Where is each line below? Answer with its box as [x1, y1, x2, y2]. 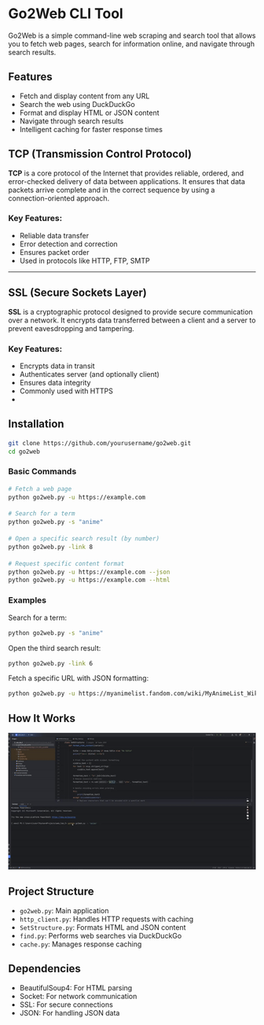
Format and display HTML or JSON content [19, 108, 159, 117]
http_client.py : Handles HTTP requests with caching [19, 914, 194, 924]
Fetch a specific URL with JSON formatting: [8, 673, 149, 683]
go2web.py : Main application [19, 905, 109, 915]
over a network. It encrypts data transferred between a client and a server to [8, 315, 256, 325]
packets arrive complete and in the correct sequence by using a [8, 185, 215, 194]
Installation [8, 418, 64, 431]
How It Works [8, 711, 76, 725]
